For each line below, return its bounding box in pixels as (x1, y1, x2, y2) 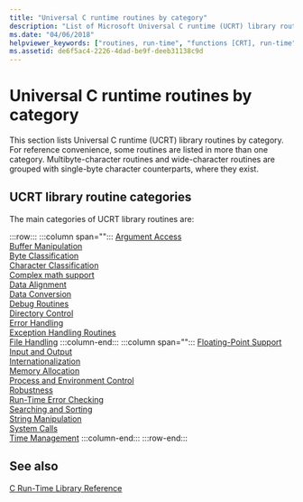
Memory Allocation (9, 365, 80, 376)
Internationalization (9, 356, 81, 367)
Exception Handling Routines (9, 327, 117, 338)
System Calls (9, 423, 59, 433)
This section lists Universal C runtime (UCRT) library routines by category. (9, 135, 284, 145)
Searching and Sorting (9, 404, 93, 414)
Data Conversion (9, 288, 72, 299)
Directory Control (9, 308, 74, 319)
